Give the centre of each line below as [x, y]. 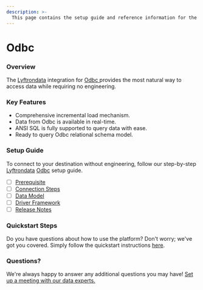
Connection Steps [38, 188]
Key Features [26, 102]
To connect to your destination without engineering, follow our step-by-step [101, 164]
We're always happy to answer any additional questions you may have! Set [100, 274]
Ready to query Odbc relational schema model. [74, 135]
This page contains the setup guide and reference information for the [105, 18]
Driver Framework [38, 202]
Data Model [29, 196]
